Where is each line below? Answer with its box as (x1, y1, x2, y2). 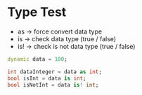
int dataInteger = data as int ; (7, 68, 102, 75)
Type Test (7, 4, 67, 20)
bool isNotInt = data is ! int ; (7, 81, 99, 88)
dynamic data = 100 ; (7, 55, 68, 63)
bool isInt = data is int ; (7, 75, 86, 82)
